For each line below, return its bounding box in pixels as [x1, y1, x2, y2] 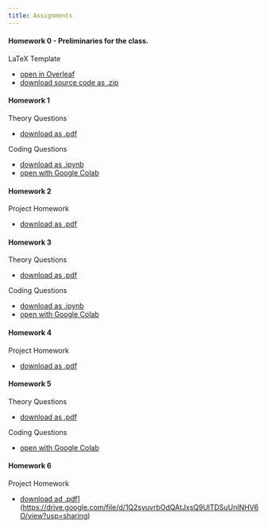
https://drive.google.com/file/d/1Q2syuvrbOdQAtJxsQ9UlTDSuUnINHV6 [22, 503, 259, 512]
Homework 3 [8, 237, 52, 247]
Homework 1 [8, 96, 50, 106]
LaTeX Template [8, 53, 61, 64]
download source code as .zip [19, 77, 119, 87]
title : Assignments [8, 11, 73, 20]
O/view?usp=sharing [19, 511, 88, 521]
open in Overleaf [19, 69, 75, 79]
